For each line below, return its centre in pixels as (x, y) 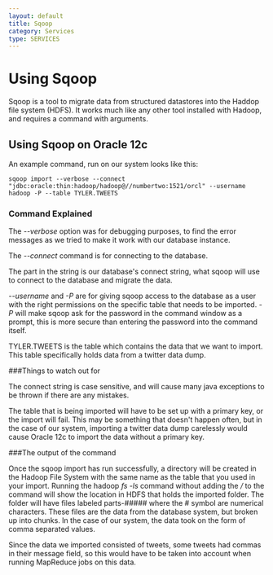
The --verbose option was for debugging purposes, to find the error (123, 231)
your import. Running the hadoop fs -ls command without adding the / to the (136, 486)
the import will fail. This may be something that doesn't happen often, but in (135, 419)
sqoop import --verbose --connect (67, 179)
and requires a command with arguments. (78, 119)
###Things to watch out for (54, 371)
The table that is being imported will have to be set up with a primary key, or (136, 411)
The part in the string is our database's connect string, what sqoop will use (134, 272)
